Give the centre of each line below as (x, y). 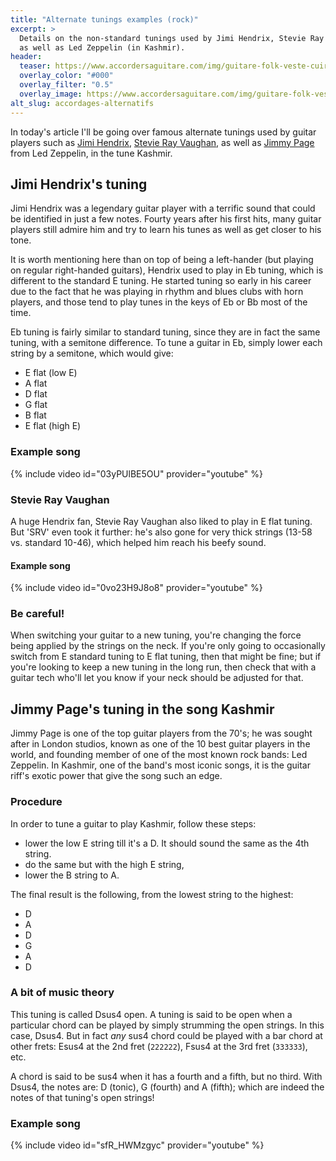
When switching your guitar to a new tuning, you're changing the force (156, 635)
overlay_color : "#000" (66, 76)
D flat (36, 394)
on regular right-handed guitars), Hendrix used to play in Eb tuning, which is (167, 270)
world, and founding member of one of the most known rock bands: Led (159, 755)
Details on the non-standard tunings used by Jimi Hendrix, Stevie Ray (172, 38)
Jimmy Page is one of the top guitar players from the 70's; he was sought (161, 733)
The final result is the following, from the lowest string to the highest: (152, 894)
